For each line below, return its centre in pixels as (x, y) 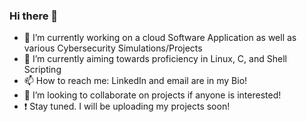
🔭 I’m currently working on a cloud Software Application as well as (160, 38)
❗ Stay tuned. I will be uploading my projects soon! (127, 106)
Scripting (42, 70)
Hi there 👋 (34, 16)
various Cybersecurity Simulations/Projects (113, 48)
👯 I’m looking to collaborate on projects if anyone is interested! (152, 95)
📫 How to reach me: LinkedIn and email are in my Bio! (135, 81)
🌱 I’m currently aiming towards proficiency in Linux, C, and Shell (155, 59)
